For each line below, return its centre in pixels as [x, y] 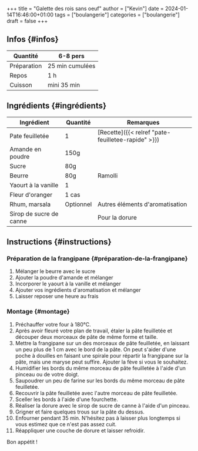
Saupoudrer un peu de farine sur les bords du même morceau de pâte [100, 381]
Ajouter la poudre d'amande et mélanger [64, 278]
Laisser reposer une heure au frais [57, 297]
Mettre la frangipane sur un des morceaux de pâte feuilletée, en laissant [102, 343]
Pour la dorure [117, 217]
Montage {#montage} [38, 312]
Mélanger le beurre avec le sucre [55, 271]
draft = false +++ [27, 21]
